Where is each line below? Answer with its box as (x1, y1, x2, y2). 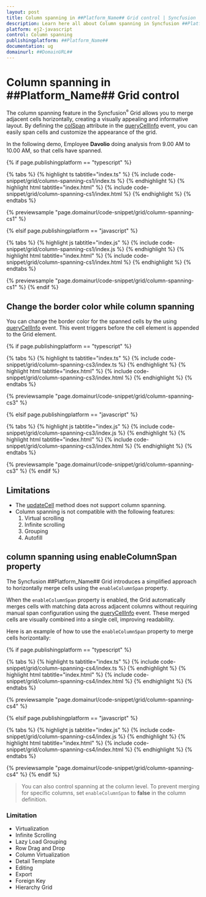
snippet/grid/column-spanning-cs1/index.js (6, 246, 115, 253)
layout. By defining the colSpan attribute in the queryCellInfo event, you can (6, 122, 198, 130)
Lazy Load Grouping (15, 838, 67, 845)
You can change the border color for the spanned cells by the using (6, 317, 177, 325)
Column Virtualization (15, 851, 70, 858)
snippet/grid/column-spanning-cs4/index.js (6, 732, 117, 740)
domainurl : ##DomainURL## (6, 49, 72, 55)
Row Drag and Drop (15, 845, 66, 852)
